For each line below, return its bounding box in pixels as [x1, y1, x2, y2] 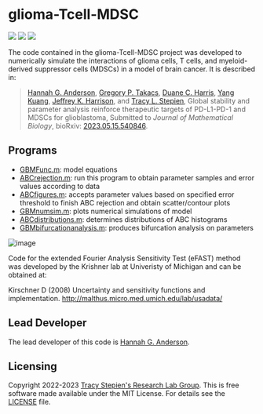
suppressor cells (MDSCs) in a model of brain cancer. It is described [34, 64, 256, 74]
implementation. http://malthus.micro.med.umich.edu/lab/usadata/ [8, 293, 223, 303]
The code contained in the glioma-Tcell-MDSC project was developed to [8, 47, 242, 56]
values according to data [19, 181, 100, 191]
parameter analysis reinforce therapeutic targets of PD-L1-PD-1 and [27, 104, 246, 114]
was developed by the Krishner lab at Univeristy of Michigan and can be [8, 261, 242, 271]
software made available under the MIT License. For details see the [8, 389, 225, 398]
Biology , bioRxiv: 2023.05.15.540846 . [27, 121, 148, 130]
